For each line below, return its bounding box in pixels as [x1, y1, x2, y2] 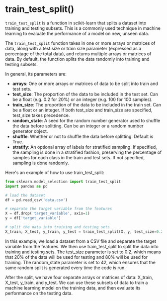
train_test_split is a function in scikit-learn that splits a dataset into [5, 20, 147, 26]
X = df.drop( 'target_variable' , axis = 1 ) [5, 211, 90, 216]
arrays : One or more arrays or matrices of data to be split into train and [12, 81, 158, 87]
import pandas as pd [5, 184, 48, 189]
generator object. [12, 128, 48, 134]
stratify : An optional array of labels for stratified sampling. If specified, [12, 144, 158, 150]
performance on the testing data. [5, 290, 73, 296]
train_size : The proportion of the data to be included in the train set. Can [12, 101, 162, 107]
